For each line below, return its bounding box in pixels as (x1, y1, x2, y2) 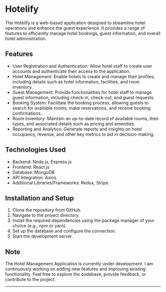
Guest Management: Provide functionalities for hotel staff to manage (12, 89, 152, 95)
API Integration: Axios (12, 174, 57, 180)
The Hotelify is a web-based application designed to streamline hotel (5, 20, 146, 26)
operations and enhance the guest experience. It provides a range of (5, 25, 145, 31)
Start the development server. (12, 233, 73, 239)
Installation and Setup (5, 194, 74, 202)
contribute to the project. (5, 277, 56, 283)
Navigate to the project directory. (12, 212, 80, 218)
